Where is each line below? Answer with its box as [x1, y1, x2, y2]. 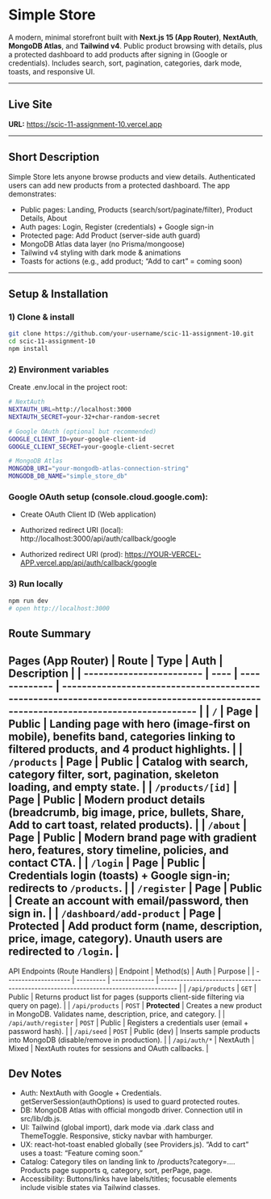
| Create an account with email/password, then [8, 894, 249, 908]
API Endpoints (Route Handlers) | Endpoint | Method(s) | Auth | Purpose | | [8, 966, 255, 976]
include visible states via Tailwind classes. [19, 1183, 161, 1193]
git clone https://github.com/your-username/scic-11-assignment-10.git [8, 330, 254, 338]
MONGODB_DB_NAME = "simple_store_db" [8, 472, 128, 480]
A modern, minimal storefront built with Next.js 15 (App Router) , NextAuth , [8, 32, 258, 42]
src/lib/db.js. [19, 1114, 62, 1124]
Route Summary [8, 627, 91, 640]
